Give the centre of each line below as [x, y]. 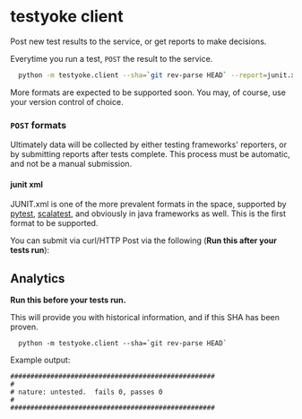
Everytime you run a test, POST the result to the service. [112, 58]
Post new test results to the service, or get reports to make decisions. [138, 41]
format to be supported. [54, 223]
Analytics [38, 279]
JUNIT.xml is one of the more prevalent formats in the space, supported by [148, 205]
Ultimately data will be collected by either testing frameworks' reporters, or [149, 144]
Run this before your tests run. [68, 300]
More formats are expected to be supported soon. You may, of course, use [148, 92]
